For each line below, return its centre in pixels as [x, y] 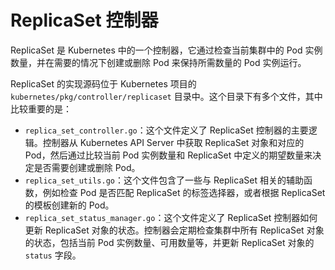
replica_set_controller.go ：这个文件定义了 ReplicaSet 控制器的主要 [166, 130]
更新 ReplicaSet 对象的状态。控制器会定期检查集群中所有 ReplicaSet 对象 [174, 230]
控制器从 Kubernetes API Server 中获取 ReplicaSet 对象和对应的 [173, 142]
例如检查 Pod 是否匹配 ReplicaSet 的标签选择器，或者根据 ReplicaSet [184, 192]
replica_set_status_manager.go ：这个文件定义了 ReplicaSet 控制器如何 [171, 217]
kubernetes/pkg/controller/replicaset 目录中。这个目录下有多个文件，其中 [166, 96]
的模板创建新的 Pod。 [69, 205]
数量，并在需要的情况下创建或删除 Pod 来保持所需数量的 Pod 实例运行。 [158, 62]
